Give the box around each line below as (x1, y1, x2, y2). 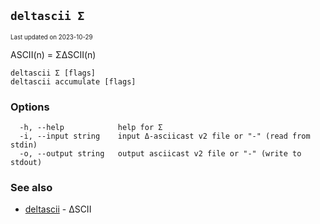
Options (10, 100, 50, 114)
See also (10, 181, 53, 195)
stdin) (10, 140, 38, 150)
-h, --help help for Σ (19, 123, 163, 133)
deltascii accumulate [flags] (10, 76, 137, 87)
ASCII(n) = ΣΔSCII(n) (10, 48, 97, 60)
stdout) (10, 158, 43, 168)
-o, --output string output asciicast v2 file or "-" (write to (19, 149, 302, 159)
